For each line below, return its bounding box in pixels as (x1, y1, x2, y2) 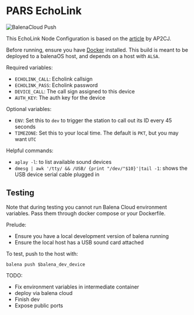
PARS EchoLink (6, 4, 82, 18)
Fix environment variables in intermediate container (14, 283, 139, 290)
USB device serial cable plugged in (14, 170, 100, 177)
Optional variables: (6, 105, 52, 112)
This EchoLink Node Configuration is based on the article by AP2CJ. (6, 35, 172, 42)
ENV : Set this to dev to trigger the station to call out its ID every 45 (14, 116, 172, 124)
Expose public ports (14, 301, 63, 309)
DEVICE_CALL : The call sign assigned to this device (14, 88, 135, 95)
